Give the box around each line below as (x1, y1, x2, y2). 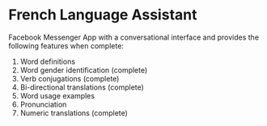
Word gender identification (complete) (19, 65, 148, 74)
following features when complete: (8, 40, 124, 50)
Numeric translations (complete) (19, 107, 128, 118)
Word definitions (19, 57, 75, 66)
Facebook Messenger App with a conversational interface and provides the (8, 32, 260, 42)
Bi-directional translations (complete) (19, 82, 144, 92)
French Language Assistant (8, 6, 197, 24)
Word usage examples (19, 90, 95, 100)
